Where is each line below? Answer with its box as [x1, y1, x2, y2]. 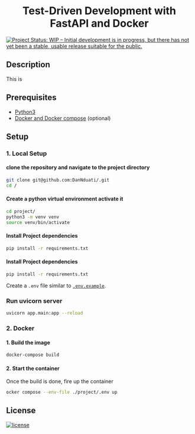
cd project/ [6, 209, 35, 215]
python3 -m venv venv [6, 214, 60, 220]
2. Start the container [6, 365, 60, 372]
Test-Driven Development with [22, 4, 176, 18]
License [6, 406, 36, 416]
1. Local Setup [6, 149, 47, 157]
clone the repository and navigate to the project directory [6, 164, 150, 171]
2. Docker [6, 324, 35, 332]
